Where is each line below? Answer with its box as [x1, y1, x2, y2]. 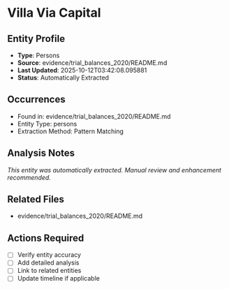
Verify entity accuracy [17, 251, 82, 259]
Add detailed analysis [17, 258, 80, 267]
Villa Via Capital [7, 5, 101, 21]
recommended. [7, 173, 51, 181]
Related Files [7, 193, 65, 205]
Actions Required [7, 232, 84, 244]
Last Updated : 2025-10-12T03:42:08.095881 [17, 66, 147, 74]
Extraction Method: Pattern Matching [17, 127, 124, 135]
